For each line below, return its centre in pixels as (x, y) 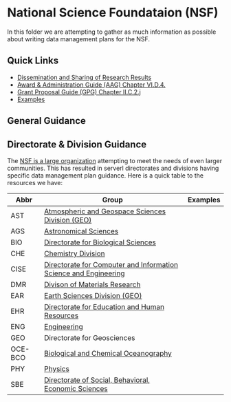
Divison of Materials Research (92, 284)
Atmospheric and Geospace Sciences (105, 211)
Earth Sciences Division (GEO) (93, 295)
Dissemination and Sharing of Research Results (84, 77)
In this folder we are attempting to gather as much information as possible (112, 32)
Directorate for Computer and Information (111, 264)
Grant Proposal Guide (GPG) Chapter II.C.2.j (79, 92)
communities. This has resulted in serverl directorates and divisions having (113, 168)
